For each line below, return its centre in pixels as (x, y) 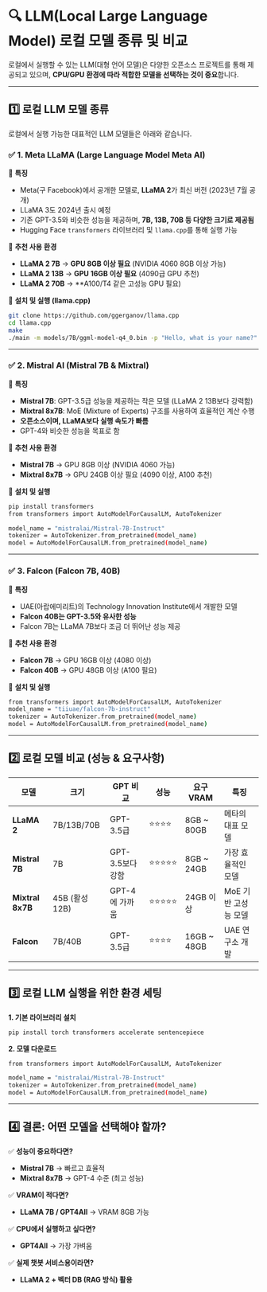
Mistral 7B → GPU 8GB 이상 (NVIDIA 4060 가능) (97, 464)
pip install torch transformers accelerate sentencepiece (106, 1032)
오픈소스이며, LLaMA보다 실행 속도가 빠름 (84, 420)
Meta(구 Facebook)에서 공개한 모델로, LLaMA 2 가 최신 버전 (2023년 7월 (133, 190)
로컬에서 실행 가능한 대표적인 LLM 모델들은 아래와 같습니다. (100, 134)
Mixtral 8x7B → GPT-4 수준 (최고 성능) (82, 1178)
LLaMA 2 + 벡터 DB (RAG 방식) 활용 (76, 1279)
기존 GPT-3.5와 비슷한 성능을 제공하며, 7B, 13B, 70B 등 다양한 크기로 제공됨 (137, 220)
